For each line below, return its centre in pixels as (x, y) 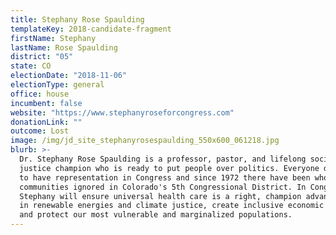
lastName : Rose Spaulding (64, 47)
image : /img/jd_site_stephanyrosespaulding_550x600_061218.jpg (145, 141)
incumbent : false (46, 103)
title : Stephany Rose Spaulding (77, 19)
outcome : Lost (40, 131)
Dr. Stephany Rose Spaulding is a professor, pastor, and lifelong (163, 159)
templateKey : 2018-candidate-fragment (91, 29)
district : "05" (42, 57)
